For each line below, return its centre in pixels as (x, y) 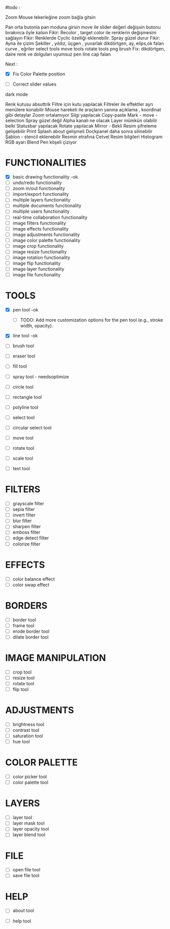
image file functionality (37, 275)
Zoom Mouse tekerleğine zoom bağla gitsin (50, 17)
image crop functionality (38, 246)
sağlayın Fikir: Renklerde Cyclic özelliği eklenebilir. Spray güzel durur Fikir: (83, 38)
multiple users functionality (41, 212)
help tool (22, 921)
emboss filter (26, 532)
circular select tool (32, 427)
